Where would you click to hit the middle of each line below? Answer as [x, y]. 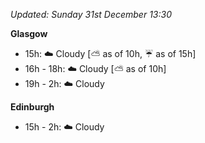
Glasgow [29, 33]
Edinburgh [32, 107]
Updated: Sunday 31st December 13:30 [91, 14]
